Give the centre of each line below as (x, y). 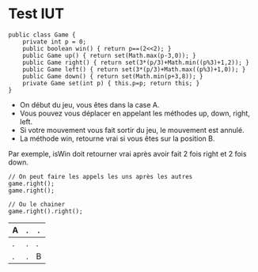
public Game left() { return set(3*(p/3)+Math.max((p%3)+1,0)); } (134, 69)
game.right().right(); (46, 211)
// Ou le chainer (37, 204)
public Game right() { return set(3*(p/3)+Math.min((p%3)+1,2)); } (136, 62)
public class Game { (42, 35)
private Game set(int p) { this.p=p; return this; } (111, 83)
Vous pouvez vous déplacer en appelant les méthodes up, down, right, (135, 113)
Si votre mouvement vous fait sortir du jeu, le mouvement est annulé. (132, 130)
